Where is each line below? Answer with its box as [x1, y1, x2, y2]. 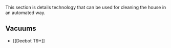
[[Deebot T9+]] [12, 37, 45, 43]
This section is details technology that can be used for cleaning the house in [5, 5, 166, 10]
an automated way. [5, 10, 46, 16]
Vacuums [5, 24, 37, 33]
